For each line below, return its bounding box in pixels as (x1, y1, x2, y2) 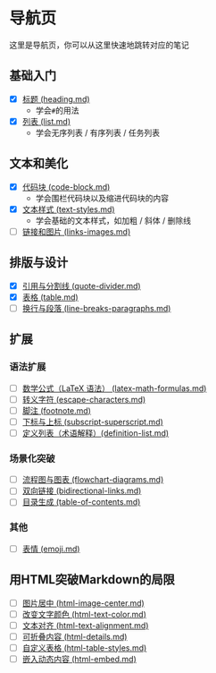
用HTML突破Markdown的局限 (9, 572, 176, 587)
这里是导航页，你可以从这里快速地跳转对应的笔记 (9, 39, 189, 50)
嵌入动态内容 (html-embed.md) (21, 653, 137, 664)
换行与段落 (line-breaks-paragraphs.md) (21, 302, 171, 313)
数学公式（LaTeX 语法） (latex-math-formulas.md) (21, 382, 207, 394)
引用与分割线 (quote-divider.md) (21, 280, 141, 291)
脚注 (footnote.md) (21, 405, 92, 416)
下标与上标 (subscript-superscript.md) (21, 416, 163, 427)
